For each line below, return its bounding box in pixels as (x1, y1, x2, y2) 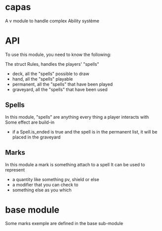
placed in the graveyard (12, 134, 61, 140)
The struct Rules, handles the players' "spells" (5, 61, 99, 67)
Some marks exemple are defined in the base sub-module (5, 221, 123, 227)
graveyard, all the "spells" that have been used (12, 86, 108, 92)
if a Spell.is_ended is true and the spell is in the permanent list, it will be (12, 129, 158, 135)
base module (5, 204, 60, 215)
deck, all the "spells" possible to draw (12, 71, 90, 77)
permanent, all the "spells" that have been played (12, 81, 113, 87)
